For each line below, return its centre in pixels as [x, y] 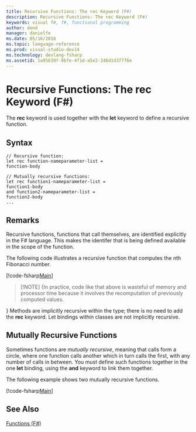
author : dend [22, 28]
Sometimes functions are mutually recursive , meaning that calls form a [91, 349]
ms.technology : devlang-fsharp [44, 55]
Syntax [19, 143]
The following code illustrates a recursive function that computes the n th [94, 258]
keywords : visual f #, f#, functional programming [68, 22]
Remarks [23, 220]
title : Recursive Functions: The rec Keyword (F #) [69, 11]
